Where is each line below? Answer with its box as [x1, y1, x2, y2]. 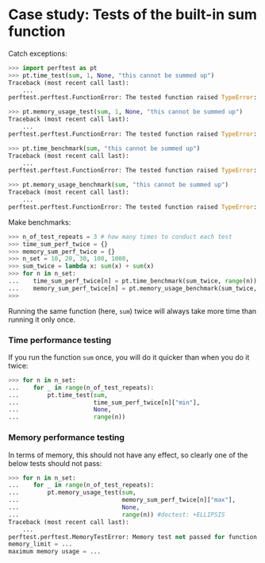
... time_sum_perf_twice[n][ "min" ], [8, 399, 201, 407]
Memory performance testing [8, 432, 125, 443]
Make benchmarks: [8, 217, 71, 227]
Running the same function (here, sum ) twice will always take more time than [8, 306, 257, 315]
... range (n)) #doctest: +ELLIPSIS [8, 511, 225, 519]
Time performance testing [8, 334, 112, 345]
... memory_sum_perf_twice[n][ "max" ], [8, 496, 236, 504]
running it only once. [8, 314, 75, 324]
